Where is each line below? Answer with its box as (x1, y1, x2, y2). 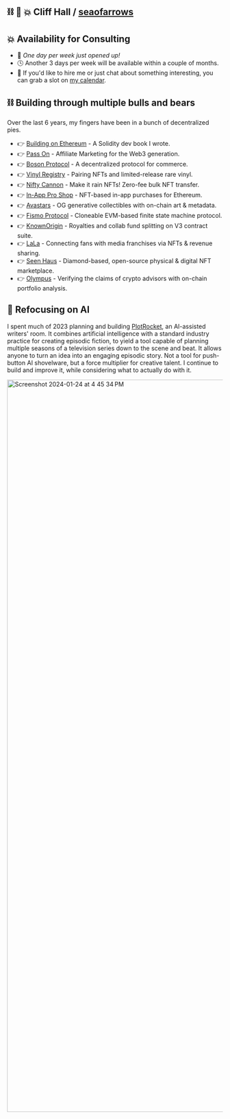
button (7, 358, 26, 367)
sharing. (16, 249, 41, 258)
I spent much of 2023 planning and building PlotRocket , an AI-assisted (7, 322, 207, 330)
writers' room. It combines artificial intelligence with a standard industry (7, 329, 210, 338)
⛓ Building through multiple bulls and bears (7, 97, 196, 108)
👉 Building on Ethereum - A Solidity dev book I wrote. (16, 140, 170, 148)
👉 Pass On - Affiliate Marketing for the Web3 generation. (16, 150, 180, 158)
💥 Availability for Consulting (7, 33, 131, 45)
